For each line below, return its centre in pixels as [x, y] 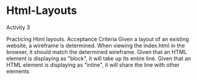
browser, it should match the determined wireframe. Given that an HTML [97, 52]
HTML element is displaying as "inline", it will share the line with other [93, 65]
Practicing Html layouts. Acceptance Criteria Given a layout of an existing [98, 39]
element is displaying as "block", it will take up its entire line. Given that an [99, 58]
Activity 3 [18, 27]
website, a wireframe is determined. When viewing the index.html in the [96, 45]
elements [18, 71]
